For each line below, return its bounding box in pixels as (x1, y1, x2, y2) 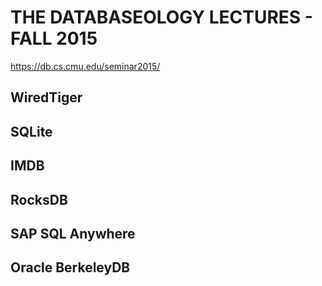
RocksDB (10, 191, 68, 208)
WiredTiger (10, 89, 83, 106)
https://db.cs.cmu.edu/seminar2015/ (10, 60, 161, 72)
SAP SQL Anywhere (10, 225, 136, 242)
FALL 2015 (10, 27, 98, 50)
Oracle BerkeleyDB (10, 259, 131, 276)
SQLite (10, 123, 53, 140)
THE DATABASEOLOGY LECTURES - (10, 6, 313, 29)
